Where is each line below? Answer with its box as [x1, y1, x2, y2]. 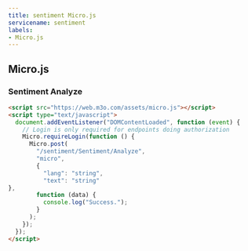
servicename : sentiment [8, 19, 86, 27]
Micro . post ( [28, 140, 68, 148]
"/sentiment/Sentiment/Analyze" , [36, 147, 146, 155]
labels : [8, 26, 34, 34]
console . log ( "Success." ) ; [42, 198, 128, 206]
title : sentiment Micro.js [8, 11, 97, 20]
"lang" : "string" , [42, 169, 104, 177]
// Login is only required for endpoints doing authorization [22, 125, 230, 133]
